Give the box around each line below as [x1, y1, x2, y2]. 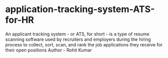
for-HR [5, 14, 34, 26]
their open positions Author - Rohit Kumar [5, 47, 92, 53]
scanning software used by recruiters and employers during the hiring [5, 36, 151, 42]
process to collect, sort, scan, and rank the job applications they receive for [5, 41, 163, 47]
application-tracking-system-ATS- [5, 4, 155, 15]
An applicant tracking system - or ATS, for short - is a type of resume [5, 31, 150, 37]
